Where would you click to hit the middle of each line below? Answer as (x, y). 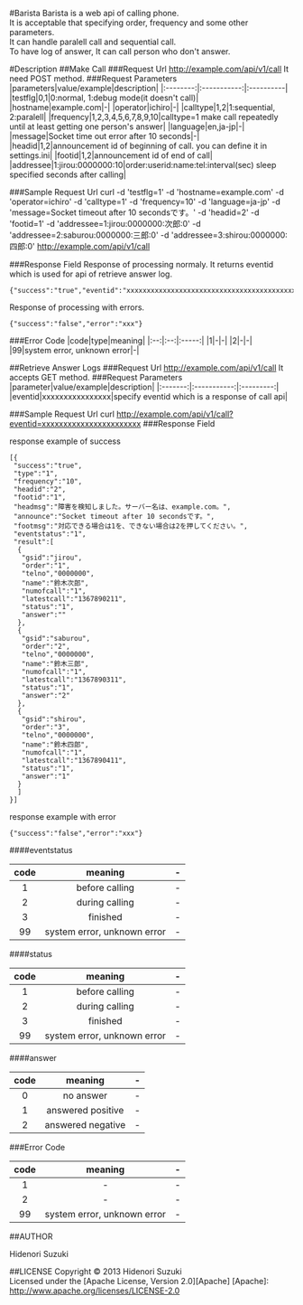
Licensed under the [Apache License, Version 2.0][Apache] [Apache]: (139, 1281)
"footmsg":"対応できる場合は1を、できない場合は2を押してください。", (130, 526)
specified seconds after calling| (68, 174)
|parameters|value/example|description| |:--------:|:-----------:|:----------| (149, 88)
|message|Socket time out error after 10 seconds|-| (105, 136)
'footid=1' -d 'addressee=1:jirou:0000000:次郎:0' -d (105, 224)
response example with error (63, 817)
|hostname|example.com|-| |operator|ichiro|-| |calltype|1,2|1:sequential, (142, 107)
